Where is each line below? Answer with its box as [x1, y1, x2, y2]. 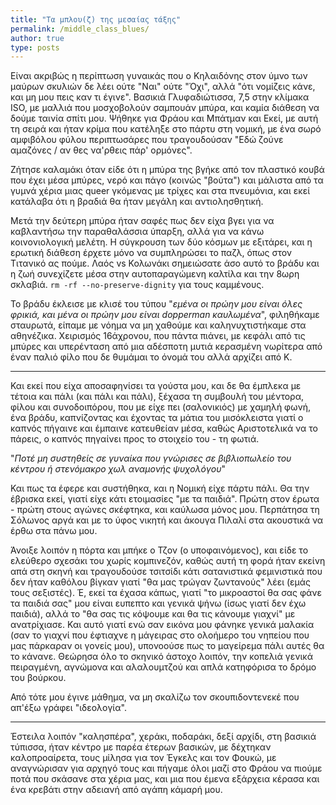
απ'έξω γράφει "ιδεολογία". [10, 702, 127, 714]
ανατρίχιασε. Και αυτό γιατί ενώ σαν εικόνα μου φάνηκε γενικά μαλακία [10, 619, 315, 631]
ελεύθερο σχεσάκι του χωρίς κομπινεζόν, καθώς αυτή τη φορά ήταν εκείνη [10, 555, 326, 567]
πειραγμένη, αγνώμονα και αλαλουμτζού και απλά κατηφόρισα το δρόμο [10, 661, 317, 673]
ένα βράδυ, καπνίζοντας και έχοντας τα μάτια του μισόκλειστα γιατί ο [10, 412, 304, 424]
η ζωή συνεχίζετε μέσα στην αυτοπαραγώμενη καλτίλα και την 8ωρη [10, 268, 300, 280]
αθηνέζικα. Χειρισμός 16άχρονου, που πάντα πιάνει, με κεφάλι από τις [10, 330, 306, 342]
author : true [10, 33, 65, 43]
